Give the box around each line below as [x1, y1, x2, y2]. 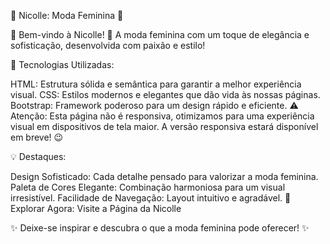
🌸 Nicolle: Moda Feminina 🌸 [10, 10, 124, 21]
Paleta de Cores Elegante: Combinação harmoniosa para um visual [10, 181, 286, 193]
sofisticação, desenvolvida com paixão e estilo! [10, 40, 206, 51]
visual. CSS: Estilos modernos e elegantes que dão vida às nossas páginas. [10, 89, 321, 100]
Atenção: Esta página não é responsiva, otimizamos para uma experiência [10, 110, 315, 122]
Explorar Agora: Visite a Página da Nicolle [10, 203, 182, 214]
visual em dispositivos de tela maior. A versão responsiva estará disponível [10, 121, 319, 132]
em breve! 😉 [10, 131, 64, 143]
